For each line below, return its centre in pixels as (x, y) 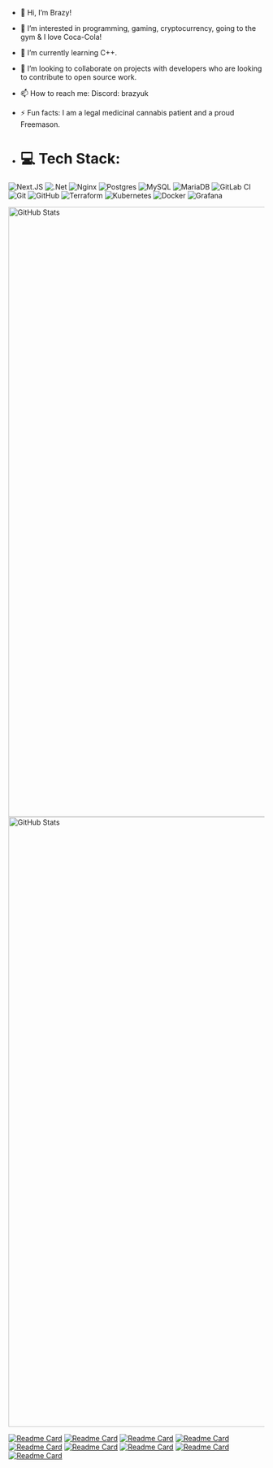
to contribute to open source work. (78, 77)
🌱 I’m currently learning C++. (69, 52)
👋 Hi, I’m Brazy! (45, 13)
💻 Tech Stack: (70, 159)
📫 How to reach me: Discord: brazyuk (84, 93)
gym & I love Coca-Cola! (61, 37)
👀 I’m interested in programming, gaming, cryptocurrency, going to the (138, 28)
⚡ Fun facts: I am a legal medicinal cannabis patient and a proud (127, 113)
